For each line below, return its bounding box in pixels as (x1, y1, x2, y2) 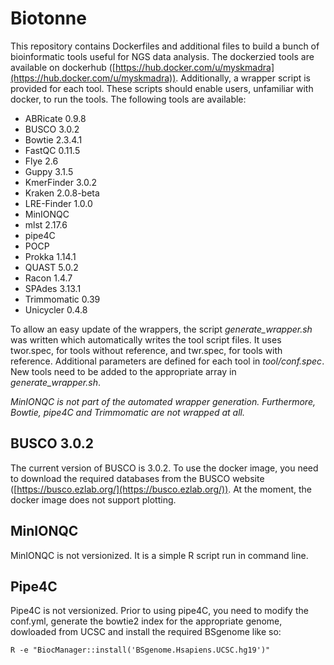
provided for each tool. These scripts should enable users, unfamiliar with (10, 82, 314, 94)
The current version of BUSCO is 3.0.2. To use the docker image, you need (10, 462, 319, 474)
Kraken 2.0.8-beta (24, 187, 100, 199)
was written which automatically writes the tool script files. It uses (10, 333, 282, 346)
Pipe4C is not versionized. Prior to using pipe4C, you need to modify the (10, 605, 309, 617)
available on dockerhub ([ (10, 61, 116, 73)
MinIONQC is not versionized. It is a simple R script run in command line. (10, 549, 309, 561)
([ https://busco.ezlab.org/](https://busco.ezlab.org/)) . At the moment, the (10, 483, 313, 495)
